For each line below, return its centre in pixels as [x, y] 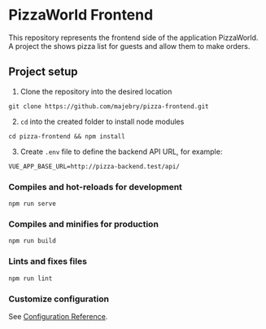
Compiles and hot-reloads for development [96, 186]
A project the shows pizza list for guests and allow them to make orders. [129, 46]
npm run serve [33, 204]
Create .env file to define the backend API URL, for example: [121, 151]
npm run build [33, 241]
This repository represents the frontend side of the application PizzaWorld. [133, 37]
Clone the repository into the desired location [96, 91]
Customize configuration [59, 299]
